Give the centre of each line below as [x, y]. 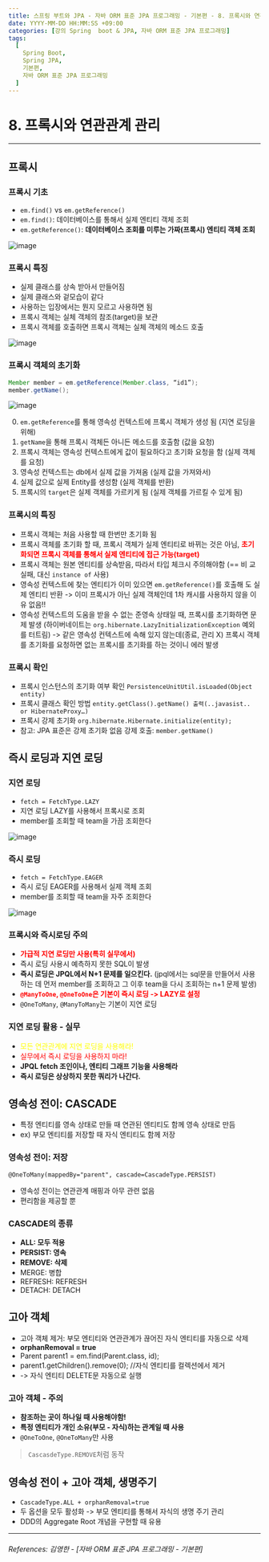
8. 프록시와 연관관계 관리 [84, 125]
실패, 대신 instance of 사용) [64, 574]
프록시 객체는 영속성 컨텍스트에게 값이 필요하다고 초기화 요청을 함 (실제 [130, 452]
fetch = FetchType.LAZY [60, 801]
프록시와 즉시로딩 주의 [48, 935]
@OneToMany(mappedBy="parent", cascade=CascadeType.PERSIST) [112, 1175]
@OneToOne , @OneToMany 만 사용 [67, 1438]
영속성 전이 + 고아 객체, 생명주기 [83, 1482]
